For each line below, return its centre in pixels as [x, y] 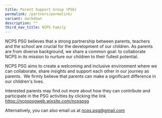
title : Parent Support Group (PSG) [41, 9]
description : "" [21, 23]
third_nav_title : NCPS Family [36, 28]
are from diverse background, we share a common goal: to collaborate [75, 52]
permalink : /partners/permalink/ [39, 14]
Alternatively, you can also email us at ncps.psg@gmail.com [65, 111]
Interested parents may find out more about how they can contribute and [78, 91]
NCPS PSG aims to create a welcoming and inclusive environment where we [81, 66]
